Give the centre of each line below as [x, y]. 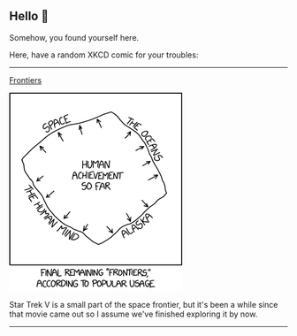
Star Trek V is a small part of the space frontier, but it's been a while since [144, 304]
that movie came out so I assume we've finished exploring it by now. [133, 314]
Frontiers [26, 80]
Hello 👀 [29, 16]
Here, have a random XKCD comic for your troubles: [104, 55]
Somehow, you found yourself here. [74, 37]
